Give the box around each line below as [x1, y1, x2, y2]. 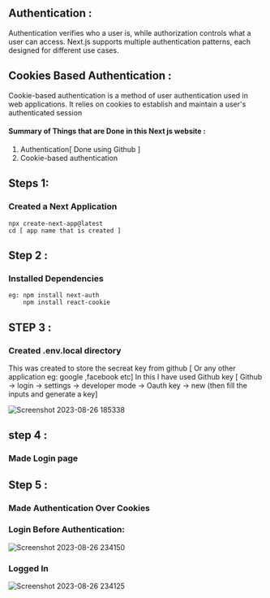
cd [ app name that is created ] [8, 227, 122, 235]
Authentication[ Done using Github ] [19, 144, 140, 154]
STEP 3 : [8, 320, 52, 334]
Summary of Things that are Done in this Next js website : [8, 126, 206, 136]
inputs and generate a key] [8, 389, 98, 399]
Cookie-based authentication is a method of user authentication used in [8, 90, 249, 100]
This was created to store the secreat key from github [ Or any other [8, 363, 237, 373]
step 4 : [8, 428, 48, 442]
